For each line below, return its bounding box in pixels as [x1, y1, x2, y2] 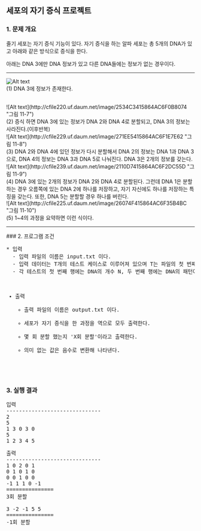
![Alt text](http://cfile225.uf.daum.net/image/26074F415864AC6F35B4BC [6, 200, 187, 207]
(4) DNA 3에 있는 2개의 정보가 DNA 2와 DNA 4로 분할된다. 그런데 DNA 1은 [6, 177, 182, 185]
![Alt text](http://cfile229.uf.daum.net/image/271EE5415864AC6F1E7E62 [6, 132, 184, 140]
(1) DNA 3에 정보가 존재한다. [6, 85, 73, 92]
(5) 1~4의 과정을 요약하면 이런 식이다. [6, 214, 94, 221]
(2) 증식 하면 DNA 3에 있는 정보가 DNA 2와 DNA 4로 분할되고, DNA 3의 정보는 [6, 117, 190, 125]
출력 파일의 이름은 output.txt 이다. [23, 306, 120, 313]
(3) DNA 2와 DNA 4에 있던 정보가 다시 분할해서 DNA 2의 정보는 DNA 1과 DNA [6, 147, 190, 155]
